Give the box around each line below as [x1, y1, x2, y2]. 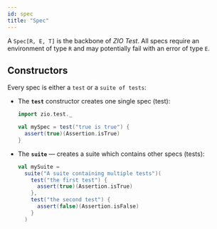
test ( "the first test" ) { [31, 177, 108, 184]
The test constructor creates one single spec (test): [17, 97, 171, 106]
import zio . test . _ [17, 111, 73, 118]
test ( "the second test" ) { [31, 196, 111, 203]
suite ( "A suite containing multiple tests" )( [24, 169, 162, 177]
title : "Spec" [7, 17, 50, 24]
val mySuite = [17, 163, 60, 170]
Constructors [7, 65, 68, 77]
